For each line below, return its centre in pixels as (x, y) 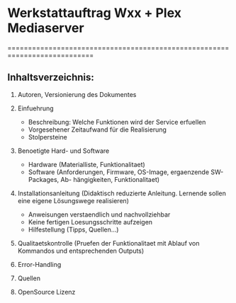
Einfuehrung (36, 108)
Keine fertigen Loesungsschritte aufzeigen (90, 222)
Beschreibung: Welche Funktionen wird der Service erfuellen (117, 122)
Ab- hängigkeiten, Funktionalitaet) (110, 179)
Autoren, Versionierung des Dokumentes (77, 94)
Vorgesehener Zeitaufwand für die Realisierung (97, 130)
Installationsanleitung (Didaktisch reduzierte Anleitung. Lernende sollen (122, 193)
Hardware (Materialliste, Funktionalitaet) (86, 164)
